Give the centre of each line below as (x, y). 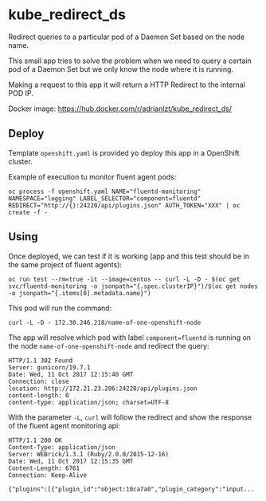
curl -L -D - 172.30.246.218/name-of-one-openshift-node (105, 322)
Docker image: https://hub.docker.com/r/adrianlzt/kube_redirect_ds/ (120, 108)
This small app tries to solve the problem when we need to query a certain (130, 61)
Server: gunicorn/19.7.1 (49, 367)
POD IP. (21, 93)
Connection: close (39, 381)
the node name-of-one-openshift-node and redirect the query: (109, 345)
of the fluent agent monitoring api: (65, 425)
